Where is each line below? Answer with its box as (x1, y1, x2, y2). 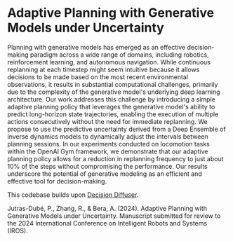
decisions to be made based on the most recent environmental (7, 72, 188, 81)
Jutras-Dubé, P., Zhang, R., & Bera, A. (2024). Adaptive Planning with (7, 204, 208, 212)
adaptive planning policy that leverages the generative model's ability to (7, 102, 215, 111)
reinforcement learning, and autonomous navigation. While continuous (7, 57, 211, 66)
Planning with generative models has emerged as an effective (7, 43, 186, 51)
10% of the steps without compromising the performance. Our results (7, 162, 208, 170)
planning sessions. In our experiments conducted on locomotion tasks (7, 139, 211, 148)
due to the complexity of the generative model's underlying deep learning (7, 88, 220, 96)
